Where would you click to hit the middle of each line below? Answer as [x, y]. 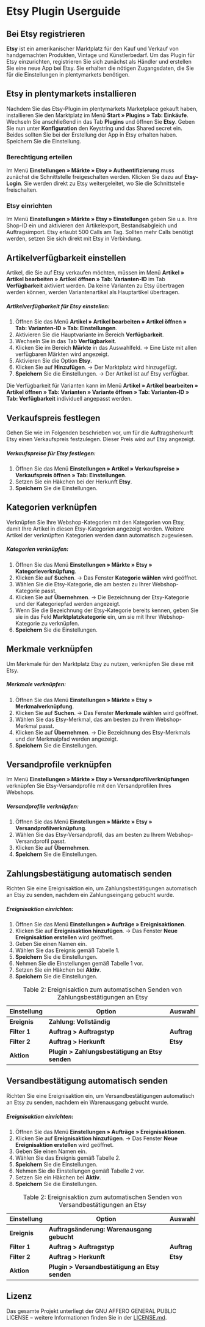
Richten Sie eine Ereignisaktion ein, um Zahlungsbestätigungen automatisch [102, 888]
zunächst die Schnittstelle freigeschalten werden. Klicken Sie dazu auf [95, 177]
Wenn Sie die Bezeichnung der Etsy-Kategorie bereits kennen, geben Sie [107, 610]
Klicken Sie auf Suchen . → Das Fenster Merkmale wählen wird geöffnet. [106, 713]
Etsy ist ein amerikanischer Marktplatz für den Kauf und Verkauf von [92, 48]
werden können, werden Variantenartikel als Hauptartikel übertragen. [93, 292]
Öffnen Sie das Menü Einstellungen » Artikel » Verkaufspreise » [97, 468]
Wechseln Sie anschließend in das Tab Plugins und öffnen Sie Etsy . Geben [101, 121]
